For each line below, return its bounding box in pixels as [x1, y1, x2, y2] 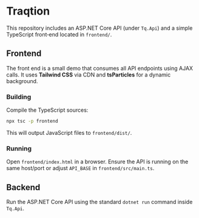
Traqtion [6, 4, 50, 18]
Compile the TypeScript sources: [6, 106, 89, 114]
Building [6, 92, 32, 101]
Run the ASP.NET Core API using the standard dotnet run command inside [6, 199, 193, 206]
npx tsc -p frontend [6, 118, 59, 124]
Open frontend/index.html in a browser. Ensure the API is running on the [6, 158, 189, 165]
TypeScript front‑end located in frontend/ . [6, 30, 112, 38]
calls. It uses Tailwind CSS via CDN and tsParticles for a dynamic [6, 71, 171, 78]
